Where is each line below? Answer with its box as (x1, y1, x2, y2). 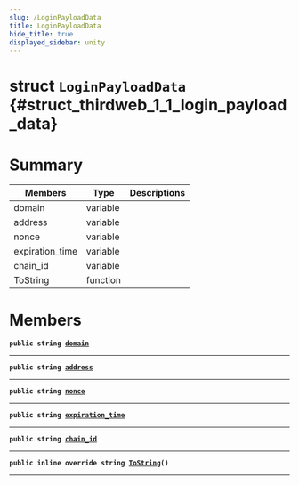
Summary (9, 155, 83, 174)
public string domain (9, 339, 90, 348)
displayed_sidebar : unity (9, 37, 105, 47)
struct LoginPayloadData (9, 77, 187, 96)
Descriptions (129, 187, 185, 199)
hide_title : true (9, 29, 74, 38)
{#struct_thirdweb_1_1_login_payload (9, 95, 287, 116)
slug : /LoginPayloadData (9, 12, 101, 22)
